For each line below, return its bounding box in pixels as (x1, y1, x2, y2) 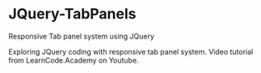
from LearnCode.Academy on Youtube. (8, 55, 139, 65)
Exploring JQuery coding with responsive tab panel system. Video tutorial (8, 47, 254, 56)
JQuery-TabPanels (8, 5, 137, 23)
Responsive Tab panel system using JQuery (8, 31, 155, 41)
